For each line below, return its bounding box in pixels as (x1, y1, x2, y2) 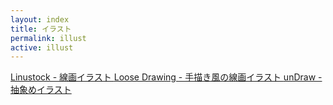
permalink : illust (10, 33, 87, 43)
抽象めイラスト (10, 84, 72, 96)
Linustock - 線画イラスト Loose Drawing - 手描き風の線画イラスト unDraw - (10, 71, 323, 83)
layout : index (10, 14, 70, 25)
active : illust (10, 42, 74, 53)
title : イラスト (10, 24, 72, 34)
